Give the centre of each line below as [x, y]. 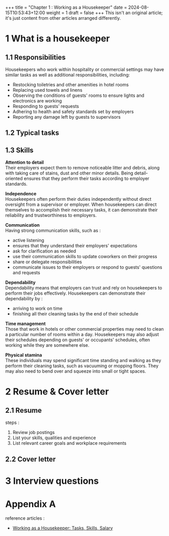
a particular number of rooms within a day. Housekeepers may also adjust [82, 335]
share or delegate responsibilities [47, 262]
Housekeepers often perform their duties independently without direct [78, 199]
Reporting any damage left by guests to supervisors [67, 117]
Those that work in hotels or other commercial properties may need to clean [85, 329]
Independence [21, 194]
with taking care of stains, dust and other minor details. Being [69, 173]
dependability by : [24, 299]
